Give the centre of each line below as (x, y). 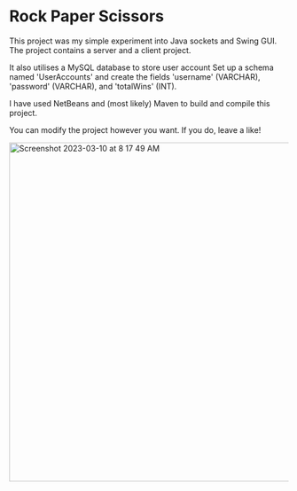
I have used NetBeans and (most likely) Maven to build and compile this (140, 103)
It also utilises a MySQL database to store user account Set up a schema (141, 67)
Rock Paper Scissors (86, 16)
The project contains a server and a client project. (100, 50)
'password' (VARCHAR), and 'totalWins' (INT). (93, 86)
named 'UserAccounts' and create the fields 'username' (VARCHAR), (135, 76)
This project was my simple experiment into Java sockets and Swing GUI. (143, 41)
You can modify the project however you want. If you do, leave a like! (135, 129)
